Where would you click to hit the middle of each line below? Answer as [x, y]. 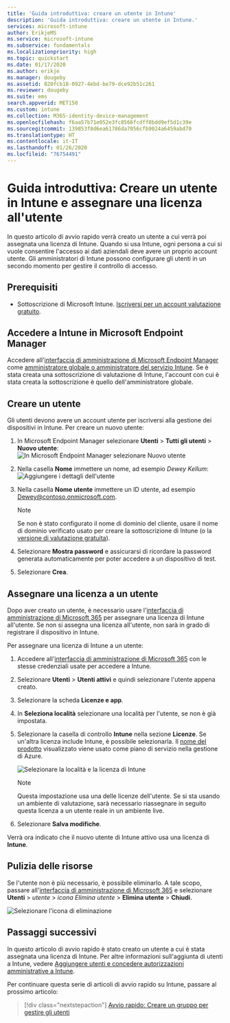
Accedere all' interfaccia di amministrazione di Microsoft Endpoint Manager [113, 360]
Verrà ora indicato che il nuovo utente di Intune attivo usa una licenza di [108, 837]
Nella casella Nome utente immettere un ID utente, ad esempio [106, 490]
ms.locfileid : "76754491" [44, 154]
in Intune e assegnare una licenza [105, 203]
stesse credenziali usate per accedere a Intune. [84, 666]
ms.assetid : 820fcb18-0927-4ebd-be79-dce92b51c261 [81, 84]
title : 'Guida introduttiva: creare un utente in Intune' [92, 13]
